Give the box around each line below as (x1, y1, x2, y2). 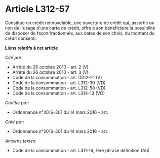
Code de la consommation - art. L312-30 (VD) (12, 80, 106, 86)
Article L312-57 (5, 3, 70, 15)
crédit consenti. (5, 35, 37, 41)
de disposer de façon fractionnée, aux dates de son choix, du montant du (5, 30, 155, 36)
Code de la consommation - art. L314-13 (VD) (12, 90, 105, 96)
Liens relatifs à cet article (5, 45, 58, 51)
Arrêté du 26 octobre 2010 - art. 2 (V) (12, 64, 89, 70)
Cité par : (5, 54, 23, 60)
